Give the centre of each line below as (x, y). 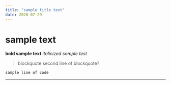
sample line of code (27, 73)
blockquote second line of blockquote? (59, 63)
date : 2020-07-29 (24, 15)
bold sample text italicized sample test (46, 54)
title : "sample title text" (35, 10)
